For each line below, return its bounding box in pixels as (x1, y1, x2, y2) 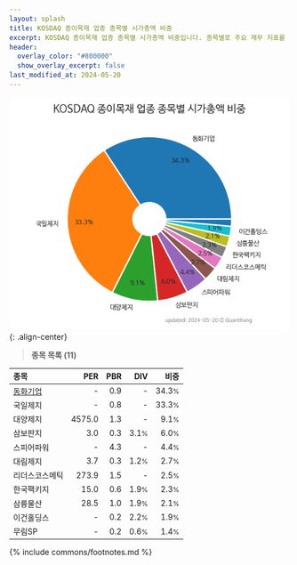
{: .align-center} (9, 331, 68, 342)
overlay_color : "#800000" (17, 52, 114, 61)
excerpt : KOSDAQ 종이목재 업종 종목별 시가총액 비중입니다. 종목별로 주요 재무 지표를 (9, 33, 286, 42)
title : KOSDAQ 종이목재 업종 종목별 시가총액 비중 (9, 23, 173, 33)
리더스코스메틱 (12, 470, 64, 480)
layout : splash (9, 14, 66, 23)
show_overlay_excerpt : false (17, 61, 125, 70)
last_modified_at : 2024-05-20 (9, 71, 122, 80)
